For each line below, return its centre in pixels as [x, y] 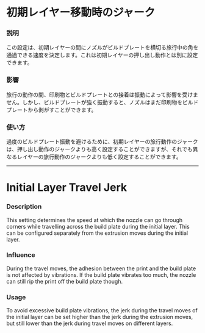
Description [24, 207]
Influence [21, 255]
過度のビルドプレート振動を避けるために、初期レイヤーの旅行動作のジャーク [102, 141]
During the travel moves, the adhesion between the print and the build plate [101, 268]
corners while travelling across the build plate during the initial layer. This [98, 226]
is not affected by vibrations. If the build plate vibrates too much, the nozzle [101, 274]
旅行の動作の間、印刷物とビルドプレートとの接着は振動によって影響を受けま [102, 95]
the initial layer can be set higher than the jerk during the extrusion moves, [100, 317]
